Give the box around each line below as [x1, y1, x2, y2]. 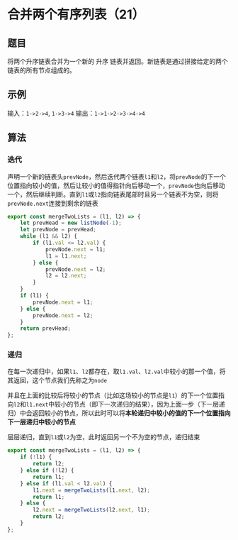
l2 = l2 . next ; [45, 272, 87, 280]
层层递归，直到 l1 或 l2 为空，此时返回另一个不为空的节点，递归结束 [7, 433, 200, 441]
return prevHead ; [20, 325, 72, 332]
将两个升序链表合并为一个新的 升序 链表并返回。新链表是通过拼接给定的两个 [7, 57, 228, 65]
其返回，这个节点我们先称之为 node [7, 376, 108, 385]
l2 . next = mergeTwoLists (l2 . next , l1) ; [33, 507, 151, 514]
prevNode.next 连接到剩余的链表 [7, 199, 99, 207]
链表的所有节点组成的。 [7, 66, 76, 75]
